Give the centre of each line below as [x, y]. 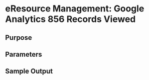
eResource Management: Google [75, 9]
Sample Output [29, 71]
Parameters [24, 54]
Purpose [19, 38]
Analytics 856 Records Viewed [71, 19]
